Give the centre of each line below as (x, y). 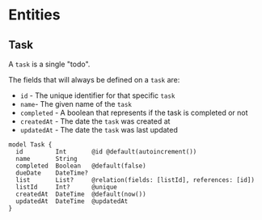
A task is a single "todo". (49, 64)
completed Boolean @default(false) (81, 166)
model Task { (30, 145)
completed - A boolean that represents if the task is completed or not (134, 112)
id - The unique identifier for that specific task (97, 95)
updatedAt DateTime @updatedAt (72, 201)
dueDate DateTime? (52, 173)
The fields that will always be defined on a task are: (94, 80)
